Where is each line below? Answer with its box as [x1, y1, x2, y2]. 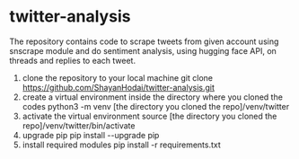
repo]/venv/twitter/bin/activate [22, 119, 136, 131]
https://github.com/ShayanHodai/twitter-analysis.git [22, 82, 215, 93]
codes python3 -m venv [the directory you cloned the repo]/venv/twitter [22, 101, 290, 111]
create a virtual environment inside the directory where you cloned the [22, 92, 283, 102]
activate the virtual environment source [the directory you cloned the [22, 110, 277, 121]
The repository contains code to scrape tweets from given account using [9, 36, 279, 47]
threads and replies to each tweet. [9, 55, 136, 66]
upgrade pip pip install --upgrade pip [22, 129, 160, 140]
